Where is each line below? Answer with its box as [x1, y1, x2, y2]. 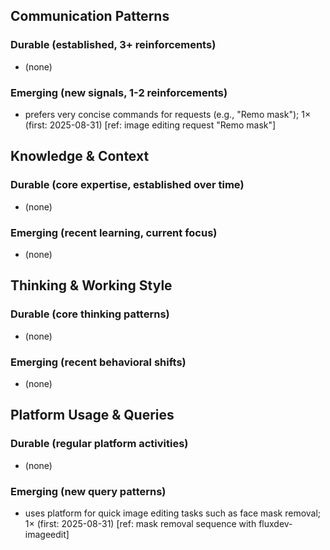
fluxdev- [258, 517, 293, 529]
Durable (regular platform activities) [10, 437, 189, 451]
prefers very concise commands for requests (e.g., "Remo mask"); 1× [24, 108, 312, 120]
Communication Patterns [10, 8, 170, 25]
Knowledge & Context [10, 148, 150, 165]
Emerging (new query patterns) [10, 484, 167, 498]
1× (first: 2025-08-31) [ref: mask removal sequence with [24, 517, 257, 529]
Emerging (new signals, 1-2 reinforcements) [10, 85, 228, 99]
